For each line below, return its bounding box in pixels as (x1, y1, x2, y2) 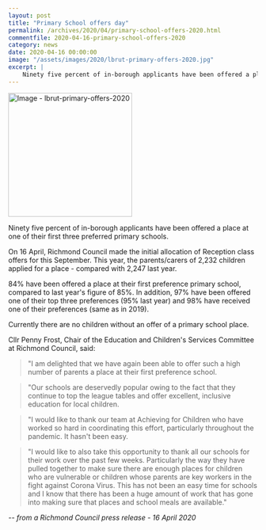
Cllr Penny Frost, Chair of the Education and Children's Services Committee (8, 334, 255, 345)
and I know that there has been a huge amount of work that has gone (27, 489, 253, 498)
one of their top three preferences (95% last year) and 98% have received (8, 296, 251, 305)
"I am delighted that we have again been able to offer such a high (27, 358, 241, 368)
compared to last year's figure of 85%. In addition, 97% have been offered (8, 287, 251, 297)
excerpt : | (8, 63, 44, 71)
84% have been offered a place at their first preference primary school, (8, 279, 241, 288)
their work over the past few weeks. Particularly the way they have (27, 455, 245, 464)
